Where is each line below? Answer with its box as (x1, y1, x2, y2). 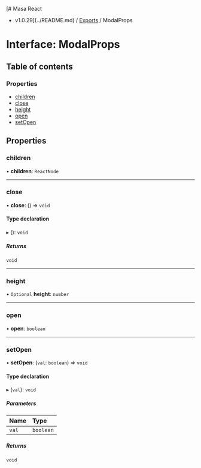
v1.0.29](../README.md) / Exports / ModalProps (14, 17, 133, 23)
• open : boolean (6, 325, 46, 332)
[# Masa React (6, 5, 42, 12)
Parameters (6, 400, 36, 407)
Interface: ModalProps (6, 38, 121, 52)
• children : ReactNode (6, 167, 59, 174)
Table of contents (6, 61, 73, 71)
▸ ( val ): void (6, 386, 36, 393)
